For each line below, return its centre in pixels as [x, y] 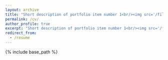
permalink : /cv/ [22, 19]
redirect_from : [21, 33]
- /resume [20, 38]
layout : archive [22, 10]
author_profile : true [28, 24]
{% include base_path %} [31, 52]
